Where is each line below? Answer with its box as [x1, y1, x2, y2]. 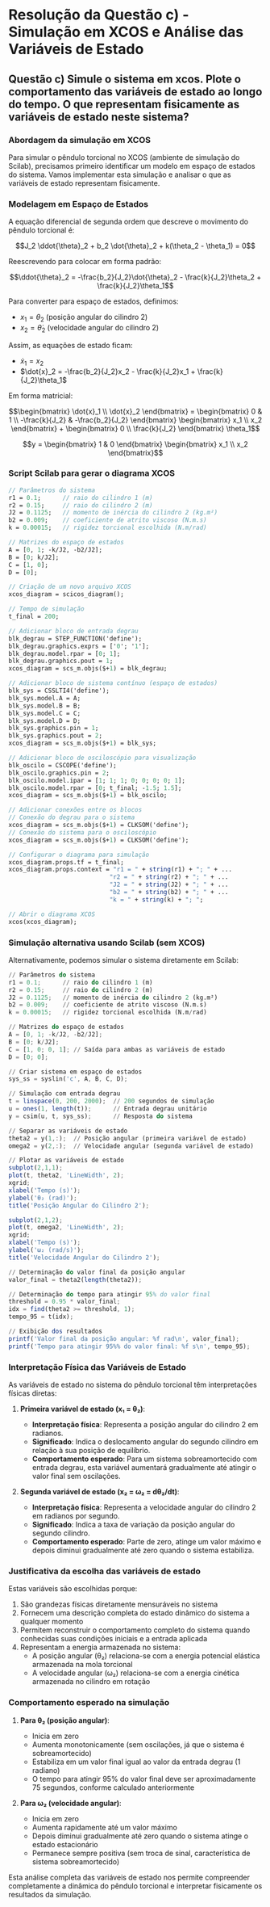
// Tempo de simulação [8, 605, 85, 613]
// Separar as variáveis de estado [8, 1127, 128, 1135]
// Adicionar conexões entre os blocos [8, 806, 143, 814]
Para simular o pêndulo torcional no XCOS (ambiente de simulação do [8, 152, 240, 162]
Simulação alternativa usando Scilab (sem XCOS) [8, 937, 206, 948]
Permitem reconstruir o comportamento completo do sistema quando [19, 1625, 251, 1635]
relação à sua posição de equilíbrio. [31, 1445, 151, 1455]
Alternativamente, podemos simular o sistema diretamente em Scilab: [8, 955, 239, 964]
